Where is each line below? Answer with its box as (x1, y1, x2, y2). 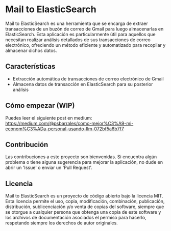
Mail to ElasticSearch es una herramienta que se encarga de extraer (5, 20, 148, 26)
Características (5, 62, 56, 71)
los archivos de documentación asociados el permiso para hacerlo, (5, 215, 146, 221)
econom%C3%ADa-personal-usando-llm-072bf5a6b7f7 (5, 126, 124, 132)
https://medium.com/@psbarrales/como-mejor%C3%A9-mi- (5, 120, 134, 126)
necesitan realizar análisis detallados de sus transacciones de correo (5, 37, 151, 43)
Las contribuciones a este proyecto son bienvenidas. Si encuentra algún (5, 154, 157, 160)
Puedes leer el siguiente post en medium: (5, 114, 93, 121)
